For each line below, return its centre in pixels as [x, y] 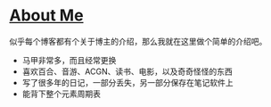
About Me [46, 16]
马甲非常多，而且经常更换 [69, 60]
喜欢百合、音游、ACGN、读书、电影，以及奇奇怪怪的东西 [127, 71]
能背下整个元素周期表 [61, 94]
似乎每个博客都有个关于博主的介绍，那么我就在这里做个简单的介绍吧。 [138, 41]
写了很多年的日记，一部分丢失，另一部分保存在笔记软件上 [127, 82]
